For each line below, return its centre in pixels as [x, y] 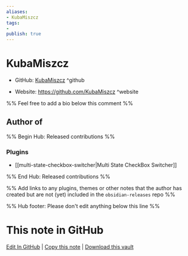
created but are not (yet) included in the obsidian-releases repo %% [91, 194]
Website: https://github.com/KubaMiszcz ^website [77, 92]
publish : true [24, 34]
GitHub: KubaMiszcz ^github [50, 80]
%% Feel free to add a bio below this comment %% [70, 103]
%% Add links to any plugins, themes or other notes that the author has [94, 188]
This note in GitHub [55, 230]
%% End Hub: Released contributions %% [58, 176]
